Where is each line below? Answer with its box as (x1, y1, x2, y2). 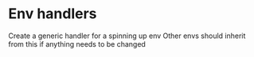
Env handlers (8, 5, 97, 23)
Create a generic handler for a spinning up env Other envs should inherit (8, 31, 246, 40)
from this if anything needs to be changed (8, 39, 146, 48)
